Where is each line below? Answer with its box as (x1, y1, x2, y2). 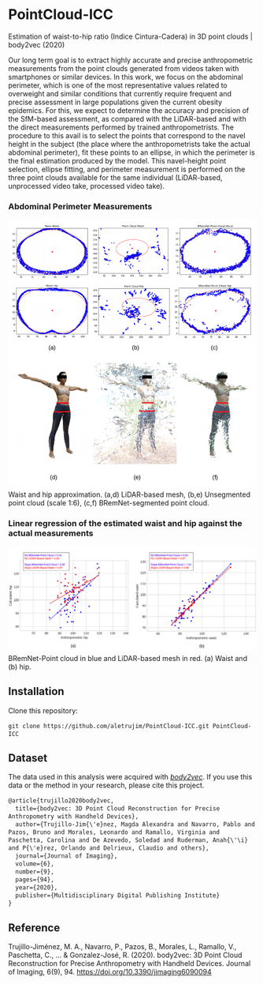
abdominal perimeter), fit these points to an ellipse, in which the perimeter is (8, 148, 256, 157)
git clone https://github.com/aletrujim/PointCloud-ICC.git (8, 722, 210, 730)
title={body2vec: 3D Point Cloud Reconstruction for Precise (15, 805, 220, 813)
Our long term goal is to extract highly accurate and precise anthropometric (8, 55, 254, 65)
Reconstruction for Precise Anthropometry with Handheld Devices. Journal (8, 959, 251, 968)
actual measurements (8, 528, 94, 539)
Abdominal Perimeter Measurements (8, 201, 153, 212)
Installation (8, 685, 65, 698)
